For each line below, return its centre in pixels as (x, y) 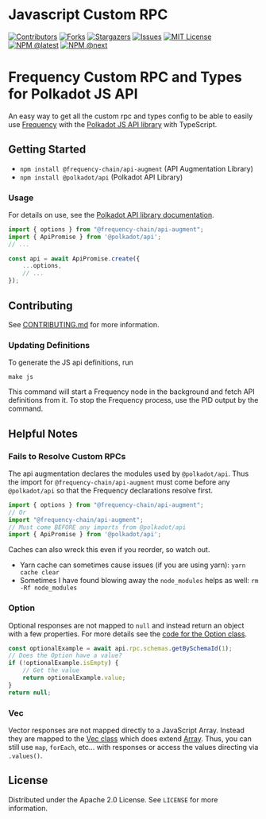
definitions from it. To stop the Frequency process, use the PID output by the (133, 400)
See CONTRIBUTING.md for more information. (84, 324)
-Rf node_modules (48, 588)
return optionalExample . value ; (74, 678)
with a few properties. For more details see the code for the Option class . (128, 634)
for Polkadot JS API (73, 94)
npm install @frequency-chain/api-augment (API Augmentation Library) (137, 168)
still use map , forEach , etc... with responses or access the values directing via (133, 747)
